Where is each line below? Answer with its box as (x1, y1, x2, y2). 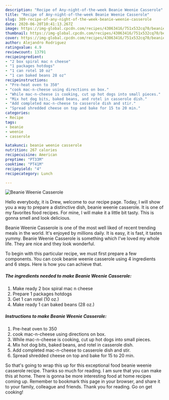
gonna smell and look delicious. (5, 215, 71, 221)
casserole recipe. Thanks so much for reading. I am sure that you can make (5, 368, 162, 374)
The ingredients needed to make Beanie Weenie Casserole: (5, 273, 132, 279)
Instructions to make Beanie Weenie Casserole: (5, 313, 107, 319)
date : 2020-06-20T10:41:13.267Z (5, 21, 73, 27)
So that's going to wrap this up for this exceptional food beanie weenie (5, 362, 152, 368)
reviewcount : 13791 (5, 49, 46, 54)
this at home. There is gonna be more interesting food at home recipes (5, 373, 151, 379)
